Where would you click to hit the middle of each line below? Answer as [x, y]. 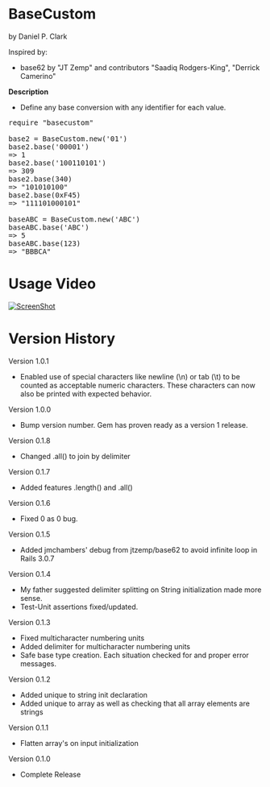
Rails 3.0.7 [37, 558]
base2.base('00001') [49, 147]
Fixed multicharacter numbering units [82, 638]
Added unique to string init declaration [83, 694]
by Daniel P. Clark [38, 36]
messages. [38, 663]
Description [29, 91]
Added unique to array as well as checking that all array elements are [135, 703]
